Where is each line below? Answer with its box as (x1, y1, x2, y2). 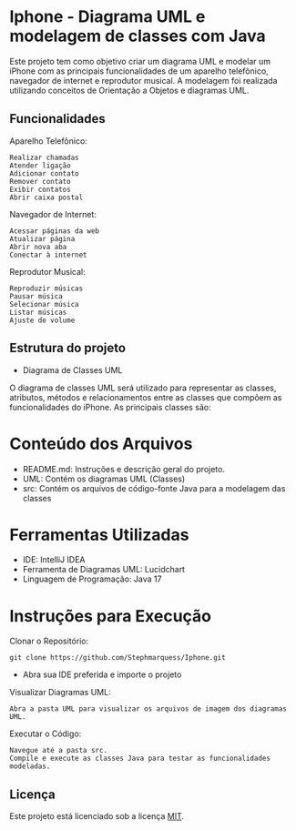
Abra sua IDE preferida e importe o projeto (22, 669, 182, 680)
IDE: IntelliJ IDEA (22, 554, 86, 565)
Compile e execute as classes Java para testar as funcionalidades (9, 754, 271, 764)
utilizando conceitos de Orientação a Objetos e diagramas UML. (9, 85, 250, 96)
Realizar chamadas (9, 153, 79, 162)
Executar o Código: (9, 728, 82, 739)
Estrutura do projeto (9, 340, 126, 356)
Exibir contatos (9, 185, 71, 194)
